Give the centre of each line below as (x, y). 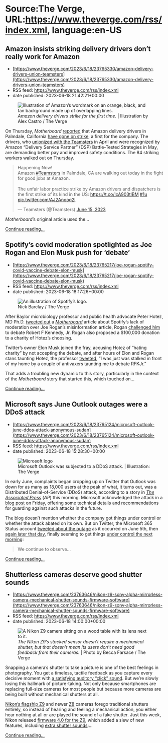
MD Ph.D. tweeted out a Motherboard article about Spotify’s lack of (75, 322)
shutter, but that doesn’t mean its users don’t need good (76, 647)
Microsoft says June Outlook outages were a (76, 404)
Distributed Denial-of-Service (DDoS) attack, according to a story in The (80, 492)
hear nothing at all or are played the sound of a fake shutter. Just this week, (83, 715)
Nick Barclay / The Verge (43, 307)
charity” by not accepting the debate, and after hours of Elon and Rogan (80, 353)
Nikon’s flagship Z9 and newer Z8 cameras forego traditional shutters (77, 704)
